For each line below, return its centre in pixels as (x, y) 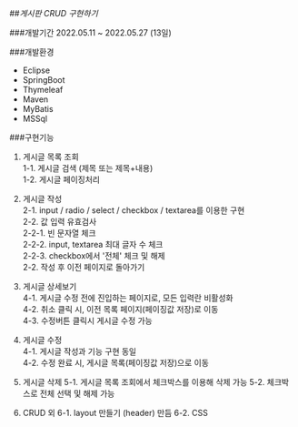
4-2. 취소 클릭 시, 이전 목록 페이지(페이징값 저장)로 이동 (120, 309)
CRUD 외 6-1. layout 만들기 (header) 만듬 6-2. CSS (115, 413)
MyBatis (38, 109)
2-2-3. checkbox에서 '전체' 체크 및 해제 (94, 256)
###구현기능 (32, 137)
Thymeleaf (43, 90)
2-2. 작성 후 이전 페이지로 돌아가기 (84, 267)
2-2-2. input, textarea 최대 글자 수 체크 (93, 244)
